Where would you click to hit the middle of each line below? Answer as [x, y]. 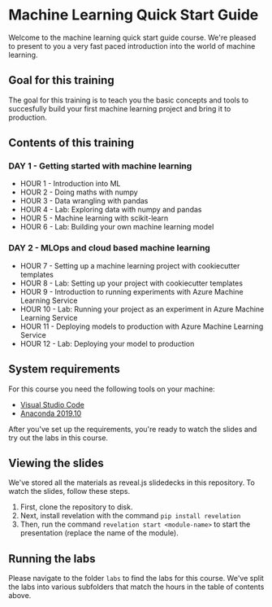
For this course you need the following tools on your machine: [112, 389]
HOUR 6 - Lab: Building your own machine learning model [117, 227]
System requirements [64, 369]
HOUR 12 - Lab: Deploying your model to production [107, 343]
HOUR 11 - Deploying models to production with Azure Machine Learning [142, 326]
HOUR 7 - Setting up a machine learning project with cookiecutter [130, 265]
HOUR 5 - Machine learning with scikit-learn [94, 218]
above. [20, 596]
